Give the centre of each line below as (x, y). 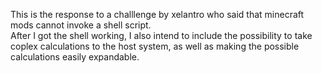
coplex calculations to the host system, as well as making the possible (155, 46)
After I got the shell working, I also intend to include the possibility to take (161, 35)
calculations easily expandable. (75, 57)
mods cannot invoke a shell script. (81, 25)
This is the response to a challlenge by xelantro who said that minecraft (157, 14)
